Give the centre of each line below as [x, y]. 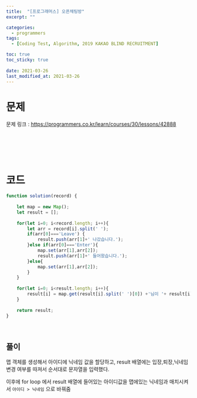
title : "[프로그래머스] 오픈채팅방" [45, 11]
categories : [21, 28]
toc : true [18, 54]
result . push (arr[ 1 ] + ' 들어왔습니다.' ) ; [82, 256]
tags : [13, 39]
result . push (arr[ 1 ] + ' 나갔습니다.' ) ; [80, 240]
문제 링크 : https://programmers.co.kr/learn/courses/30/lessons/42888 [91, 124]
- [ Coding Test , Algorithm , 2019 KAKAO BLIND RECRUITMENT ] [85, 44]
